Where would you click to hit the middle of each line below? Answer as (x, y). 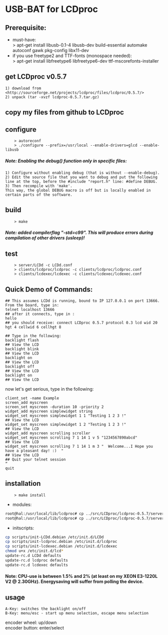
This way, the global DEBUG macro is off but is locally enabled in (78, 190)
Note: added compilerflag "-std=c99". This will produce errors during (79, 233)
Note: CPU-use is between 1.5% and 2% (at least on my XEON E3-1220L (81, 576)
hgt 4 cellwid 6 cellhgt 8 (33, 327)
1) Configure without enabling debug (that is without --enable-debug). (82, 173)
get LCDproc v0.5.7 (36, 77)
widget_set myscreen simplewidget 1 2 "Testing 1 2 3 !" (66, 425)
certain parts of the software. (39, 195)
